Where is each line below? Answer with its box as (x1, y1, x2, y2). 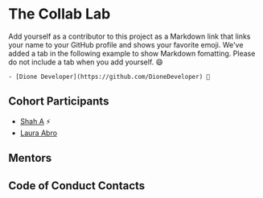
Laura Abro (19, 128, 58, 138)
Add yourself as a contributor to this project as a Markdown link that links (8, 31, 251, 41)
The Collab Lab (8, 5, 111, 23)
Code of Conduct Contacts (8, 179, 146, 192)
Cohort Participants (8, 94, 109, 109)
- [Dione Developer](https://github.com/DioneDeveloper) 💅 (8, 72, 211, 80)
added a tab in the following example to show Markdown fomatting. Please (8, 48, 256, 58)
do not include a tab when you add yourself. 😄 (8, 57, 163, 67)
